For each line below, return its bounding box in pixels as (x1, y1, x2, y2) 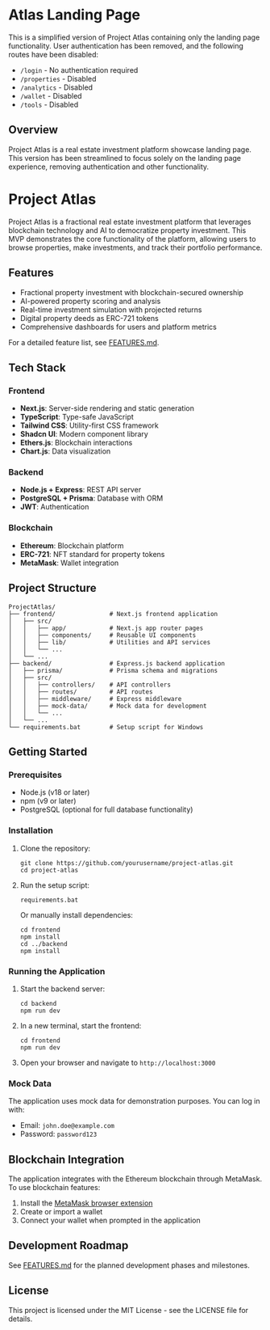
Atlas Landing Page (8, 6, 141, 24)
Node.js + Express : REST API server (19, 485, 142, 495)
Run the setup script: (19, 880, 90, 890)
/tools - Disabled (19, 99, 79, 109)
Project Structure (8, 581, 97, 595)
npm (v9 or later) (19, 796, 77, 806)
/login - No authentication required (19, 65, 139, 74)
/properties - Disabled (19, 74, 97, 83)
